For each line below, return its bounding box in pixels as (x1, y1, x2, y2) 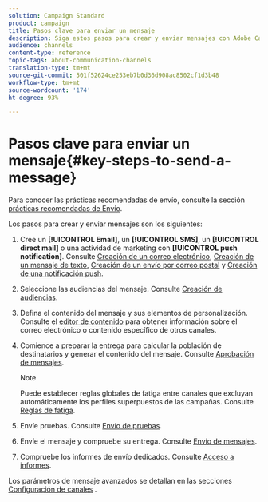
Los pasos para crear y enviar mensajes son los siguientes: (8, 219, 203, 229)
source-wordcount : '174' (8, 86, 91, 94)
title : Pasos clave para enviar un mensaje (8, 26, 156, 34)
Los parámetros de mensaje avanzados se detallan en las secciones (8, 476, 233, 486)
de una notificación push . (19, 269, 104, 278)
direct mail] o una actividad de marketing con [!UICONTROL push (19, 243, 238, 253)
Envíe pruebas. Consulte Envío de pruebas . (19, 421, 162, 431)
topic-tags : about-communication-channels (8, 57, 152, 65)
